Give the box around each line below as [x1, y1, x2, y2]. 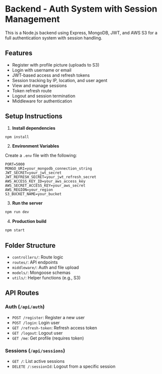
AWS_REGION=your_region [5, 187, 53, 192]
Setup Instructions [5, 112, 63, 120]
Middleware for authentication [12, 98, 73, 104]
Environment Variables [12, 143, 60, 149]
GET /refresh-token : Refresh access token [12, 324, 97, 331]
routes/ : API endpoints [12, 259, 58, 265]
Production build [12, 219, 47, 224]
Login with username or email [12, 67, 72, 73]
